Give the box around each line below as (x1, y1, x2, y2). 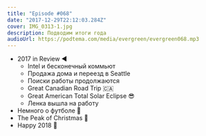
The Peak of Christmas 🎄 (17, 114, 88, 122)
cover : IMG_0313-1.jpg (7, 23, 73, 30)
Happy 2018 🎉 (17, 122, 57, 130)
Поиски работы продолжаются (27, 77, 120, 85)
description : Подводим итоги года (7, 29, 107, 37)
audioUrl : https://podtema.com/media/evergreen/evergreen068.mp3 (7, 36, 199, 43)
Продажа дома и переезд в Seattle (27, 70, 131, 78)
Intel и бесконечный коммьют (27, 62, 116, 70)
